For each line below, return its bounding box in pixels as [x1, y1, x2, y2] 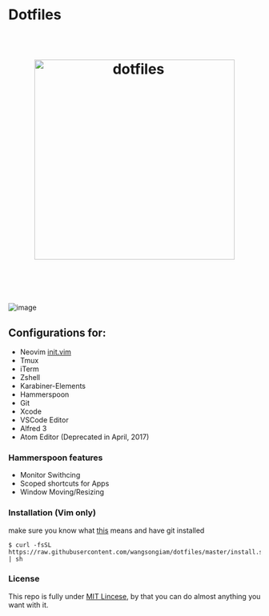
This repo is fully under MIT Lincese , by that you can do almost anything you [8, 591, 261, 601]
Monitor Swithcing [19, 470, 81, 480]
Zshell [19, 372, 41, 382]
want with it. [8, 600, 49, 610]
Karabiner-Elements [19, 381, 86, 390]
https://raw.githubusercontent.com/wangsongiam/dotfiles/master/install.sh [8, 548, 267, 556]
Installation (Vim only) [8, 507, 96, 518]
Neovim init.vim [19, 346, 72, 357]
